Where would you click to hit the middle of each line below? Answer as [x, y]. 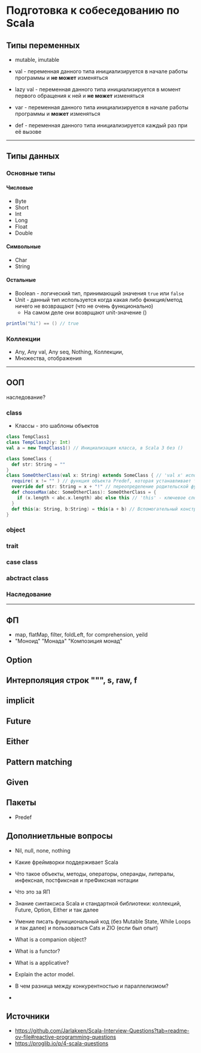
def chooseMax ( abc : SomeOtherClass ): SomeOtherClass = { [84, 493]
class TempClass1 [28, 437]
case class [22, 562]
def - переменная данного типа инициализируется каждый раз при [101, 125]
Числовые [20, 187]
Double [24, 233]
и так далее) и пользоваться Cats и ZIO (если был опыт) [86, 928]
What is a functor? [37, 951]
